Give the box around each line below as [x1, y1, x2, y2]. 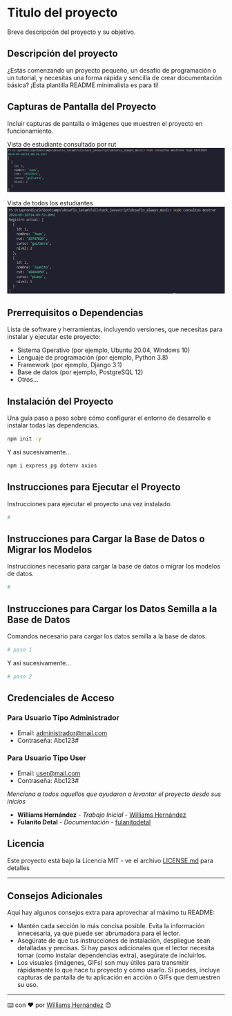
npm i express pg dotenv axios [7, 462, 97, 470]
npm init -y [7, 436, 41, 443]
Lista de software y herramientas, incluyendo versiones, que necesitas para [7, 325, 223, 333]
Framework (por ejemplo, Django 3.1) [17, 361, 122, 369]
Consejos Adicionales [7, 890, 104, 902]
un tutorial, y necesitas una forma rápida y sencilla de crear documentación [7, 73, 222, 82]
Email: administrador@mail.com [17, 728, 108, 737]
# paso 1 [7, 647, 32, 654]
